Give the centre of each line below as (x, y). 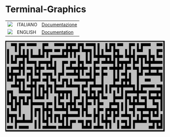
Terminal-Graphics (46, 9)
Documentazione (59, 24)
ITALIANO (27, 24)
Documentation (57, 32)
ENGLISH (27, 32)
